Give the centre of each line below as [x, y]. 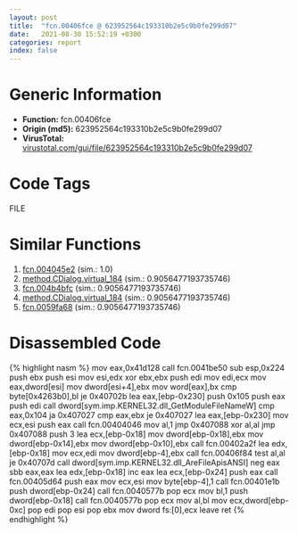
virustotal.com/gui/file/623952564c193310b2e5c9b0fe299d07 [137, 148]
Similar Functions [75, 245]
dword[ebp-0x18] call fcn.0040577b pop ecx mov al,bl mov [118, 500]
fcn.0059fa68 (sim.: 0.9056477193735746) [101, 307]
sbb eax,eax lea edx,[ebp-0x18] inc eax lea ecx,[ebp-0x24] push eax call [144, 471]
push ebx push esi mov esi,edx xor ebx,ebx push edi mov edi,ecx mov [138, 377]
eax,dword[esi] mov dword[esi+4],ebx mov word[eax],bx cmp [123, 386]
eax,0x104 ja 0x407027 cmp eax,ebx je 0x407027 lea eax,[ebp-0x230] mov [149, 414]
